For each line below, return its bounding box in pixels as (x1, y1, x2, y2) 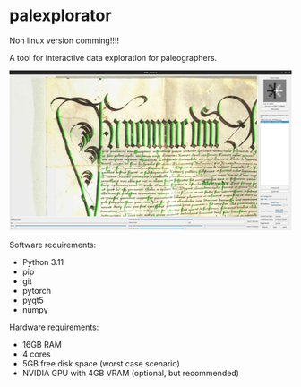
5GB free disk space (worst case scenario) (21, 357, 181, 368)
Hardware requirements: (9, 322, 99, 332)
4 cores (21, 348, 51, 359)
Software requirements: (9, 239, 97, 250)
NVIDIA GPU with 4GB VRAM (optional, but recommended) (21, 367, 240, 378)
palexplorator (9, 5, 112, 26)
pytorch (21, 285, 52, 296)
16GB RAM (21, 339, 63, 349)
